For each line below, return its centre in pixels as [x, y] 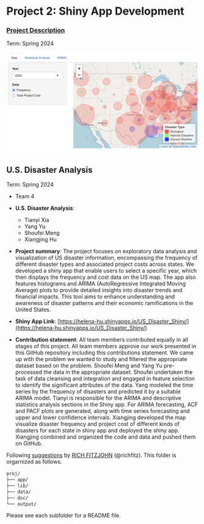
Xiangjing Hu [40, 240]
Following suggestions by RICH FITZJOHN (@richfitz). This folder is [91, 455]
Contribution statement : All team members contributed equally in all [101, 340]
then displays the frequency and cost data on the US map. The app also [106, 277]
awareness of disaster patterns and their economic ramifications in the [104, 303]
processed [29, 372]
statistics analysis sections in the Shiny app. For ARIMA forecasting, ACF [107, 404]
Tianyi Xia [37, 220]
